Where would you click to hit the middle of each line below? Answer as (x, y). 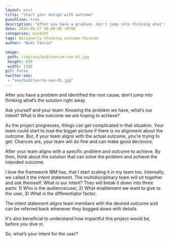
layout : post (19, 10)
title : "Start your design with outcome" (50, 15)
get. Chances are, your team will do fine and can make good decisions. (79, 141)
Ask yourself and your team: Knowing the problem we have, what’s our (79, 110)
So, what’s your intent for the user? (42, 233)
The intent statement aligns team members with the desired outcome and (82, 203)
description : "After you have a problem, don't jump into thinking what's (86, 24)
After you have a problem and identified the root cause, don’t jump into (79, 95)
